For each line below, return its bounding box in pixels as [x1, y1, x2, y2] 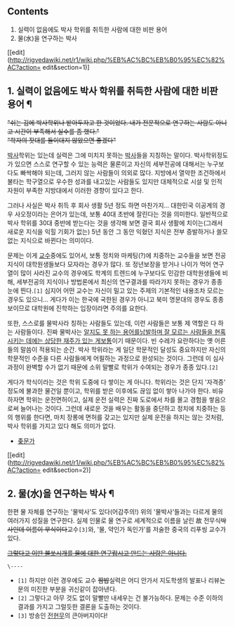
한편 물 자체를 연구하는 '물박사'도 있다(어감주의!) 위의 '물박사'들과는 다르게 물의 [7, 508, 223, 516]
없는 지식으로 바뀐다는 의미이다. [7, 236, 94, 245]
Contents [7, 6, 49, 18]
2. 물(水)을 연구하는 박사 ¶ [7, 488, 114, 500]
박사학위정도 [194, 151, 229, 159]
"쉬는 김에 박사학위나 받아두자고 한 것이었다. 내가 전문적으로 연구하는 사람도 [7, 118, 215, 127]
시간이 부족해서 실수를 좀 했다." [14, 127, 100, 136]
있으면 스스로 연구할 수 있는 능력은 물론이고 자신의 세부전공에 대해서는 [14, 160, 206, 168]
